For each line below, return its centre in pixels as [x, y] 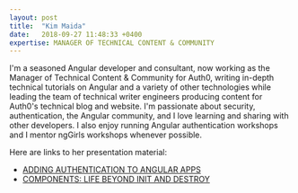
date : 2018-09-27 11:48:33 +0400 [76, 34]
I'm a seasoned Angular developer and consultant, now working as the [140, 68]
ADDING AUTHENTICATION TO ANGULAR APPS [112, 170]
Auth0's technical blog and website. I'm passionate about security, [132, 106]
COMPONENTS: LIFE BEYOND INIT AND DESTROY [116, 180]
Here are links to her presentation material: [88, 153]
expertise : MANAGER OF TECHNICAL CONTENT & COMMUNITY [112, 43]
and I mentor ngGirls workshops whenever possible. [106, 135]
